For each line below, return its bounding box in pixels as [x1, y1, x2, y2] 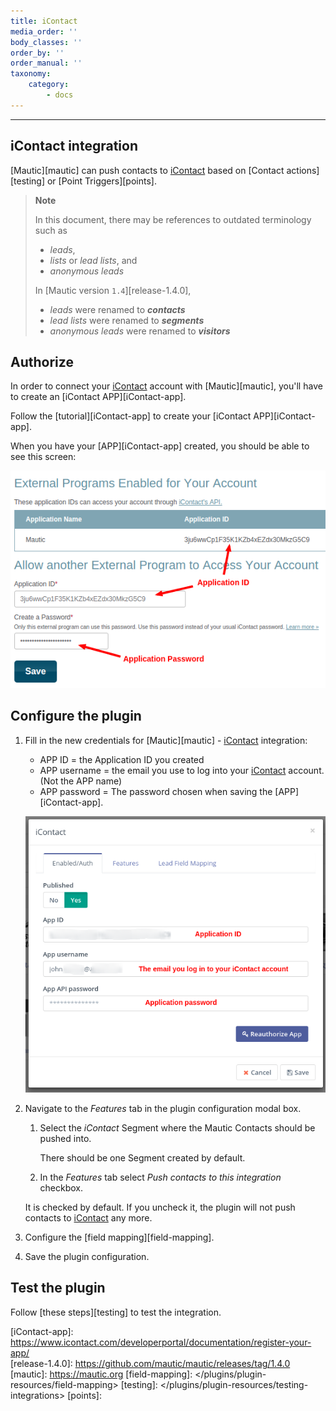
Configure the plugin [10, 708, 142, 725]
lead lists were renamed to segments [49, 314, 205, 326]
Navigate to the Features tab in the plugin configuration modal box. [24, 1103, 302, 1115]
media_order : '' [10, 26, 78, 37]
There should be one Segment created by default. [39, 1152, 246, 1164]
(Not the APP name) [39, 775, 123, 787]
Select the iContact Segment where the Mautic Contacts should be [39, 1122, 316, 1134]
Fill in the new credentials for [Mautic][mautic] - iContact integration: [24, 734, 308, 746]
